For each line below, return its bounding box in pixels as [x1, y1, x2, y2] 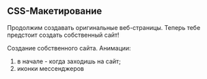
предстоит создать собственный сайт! [7, 31, 120, 39]
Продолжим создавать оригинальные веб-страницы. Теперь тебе [7, 23, 201, 31]
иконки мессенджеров [16, 64, 84, 72]
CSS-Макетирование [7, 5, 102, 17]
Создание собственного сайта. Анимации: [7, 44, 131, 52]
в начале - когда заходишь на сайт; [16, 57, 121, 65]
